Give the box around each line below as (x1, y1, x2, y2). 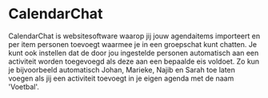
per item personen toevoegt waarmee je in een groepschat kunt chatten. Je (8, 39, 258, 49)
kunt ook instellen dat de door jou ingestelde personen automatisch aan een (8, 48, 259, 57)
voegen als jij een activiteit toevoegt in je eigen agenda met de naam (8, 73, 234, 83)
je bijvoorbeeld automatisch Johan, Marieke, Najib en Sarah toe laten (8, 65, 236, 74)
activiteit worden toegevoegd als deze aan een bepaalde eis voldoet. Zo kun (8, 57, 260, 66)
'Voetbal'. (8, 81, 40, 92)
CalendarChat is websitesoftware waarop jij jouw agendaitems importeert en (8, 31, 261, 41)
